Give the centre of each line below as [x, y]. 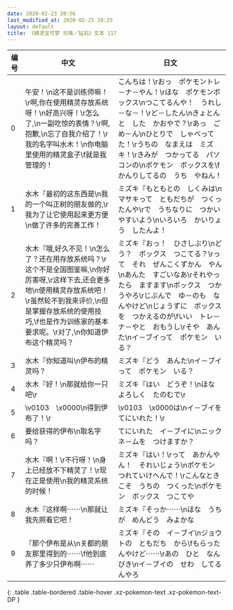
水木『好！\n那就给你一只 [67, 385]
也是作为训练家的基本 [74, 322]
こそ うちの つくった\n [159, 486]
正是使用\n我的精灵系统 [70, 481]
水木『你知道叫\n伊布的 [63, 361]
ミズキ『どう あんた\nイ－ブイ [170, 361]
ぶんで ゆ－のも [179, 296]
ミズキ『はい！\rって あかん [165, 455]
